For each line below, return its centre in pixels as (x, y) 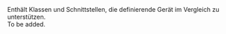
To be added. (26, 24)
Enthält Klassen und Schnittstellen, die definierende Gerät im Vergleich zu (113, 9)
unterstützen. (27, 17)
